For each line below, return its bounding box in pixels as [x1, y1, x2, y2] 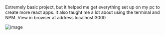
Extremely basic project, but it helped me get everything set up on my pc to [5, 4, 161, 10]
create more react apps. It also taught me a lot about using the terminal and [5, 9, 161, 15]
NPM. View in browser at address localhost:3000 [5, 15, 106, 20]
